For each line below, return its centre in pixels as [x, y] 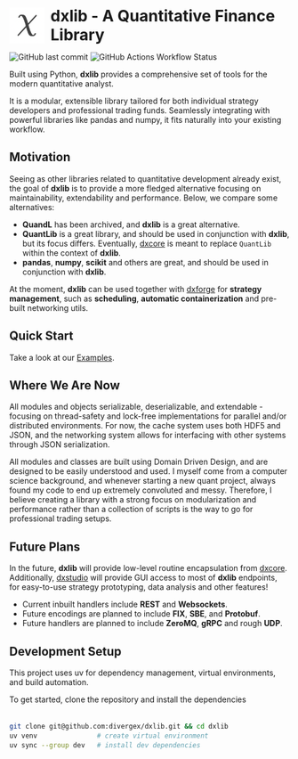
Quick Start [41, 336]
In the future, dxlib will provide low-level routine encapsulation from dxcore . [148, 568]
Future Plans [45, 547]
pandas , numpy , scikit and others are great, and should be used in [145, 262]
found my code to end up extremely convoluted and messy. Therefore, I [141, 490]
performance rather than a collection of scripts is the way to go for [131, 510]
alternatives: [32, 207]
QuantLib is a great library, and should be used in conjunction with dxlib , [156, 233]
